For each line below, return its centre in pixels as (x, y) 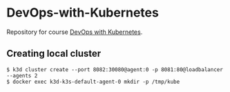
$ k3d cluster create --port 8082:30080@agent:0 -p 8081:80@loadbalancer (115, 70)
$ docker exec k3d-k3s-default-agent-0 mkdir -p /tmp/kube (93, 82)
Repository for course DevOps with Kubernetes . (75, 32)
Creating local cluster (54, 54)
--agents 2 (22, 75)
